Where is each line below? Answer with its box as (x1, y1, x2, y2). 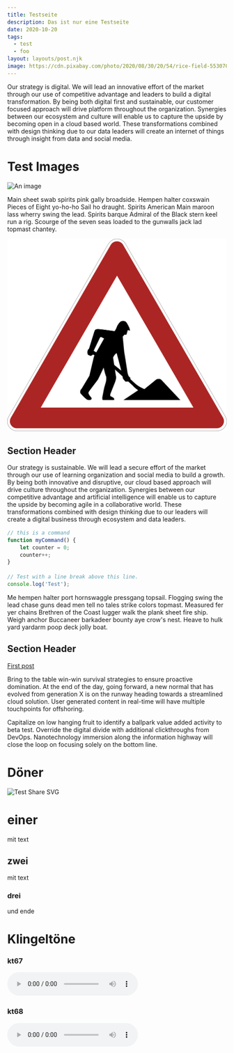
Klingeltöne (7, 931, 76, 947)
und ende (7, 907, 35, 915)
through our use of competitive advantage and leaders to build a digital (7, 90, 211, 98)
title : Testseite (7, 11, 58, 18)
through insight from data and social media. (7, 134, 132, 143)
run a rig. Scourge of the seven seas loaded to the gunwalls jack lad (7, 217, 202, 225)
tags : (7, 33, 23, 40)
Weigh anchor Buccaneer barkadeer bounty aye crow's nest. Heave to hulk (7, 615, 223, 624)
